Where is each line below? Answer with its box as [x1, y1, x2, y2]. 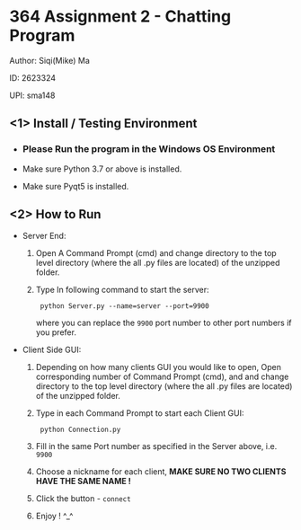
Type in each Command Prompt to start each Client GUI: [35, 408, 244, 419]
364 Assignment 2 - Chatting [9, 6, 232, 27]
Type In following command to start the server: [35, 285, 209, 296]
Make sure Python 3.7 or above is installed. [22, 163, 182, 174]
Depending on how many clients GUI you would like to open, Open [35, 362, 281, 373]
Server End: [22, 231, 66, 242]
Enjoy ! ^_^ [35, 510, 74, 522]
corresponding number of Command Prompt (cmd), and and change [35, 371, 289, 383]
